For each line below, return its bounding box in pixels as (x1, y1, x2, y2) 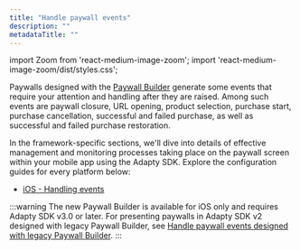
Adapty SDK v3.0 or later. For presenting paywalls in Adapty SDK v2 (9, 211, 263, 222)
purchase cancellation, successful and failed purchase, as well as (9, 110, 254, 122)
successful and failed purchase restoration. (9, 120, 172, 131)
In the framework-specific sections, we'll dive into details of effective (9, 137, 267, 149)
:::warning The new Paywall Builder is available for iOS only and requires (9, 201, 278, 212)
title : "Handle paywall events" (9, 13, 131, 23)
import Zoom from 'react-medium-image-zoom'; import (9, 55, 217, 66)
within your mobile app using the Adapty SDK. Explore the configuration (9, 157, 277, 168)
